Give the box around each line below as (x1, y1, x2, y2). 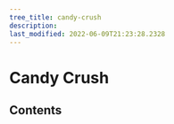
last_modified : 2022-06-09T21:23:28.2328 (9, 29, 166, 38)
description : (9, 21, 58, 30)
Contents (9, 103, 62, 118)
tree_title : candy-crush (9, 12, 102, 22)
